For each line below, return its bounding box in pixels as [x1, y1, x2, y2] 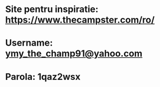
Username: [5, 37, 53, 49]
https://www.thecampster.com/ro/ [5, 14, 155, 26]
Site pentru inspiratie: [5, 4, 99, 15]
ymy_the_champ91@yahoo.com [5, 48, 143, 59]
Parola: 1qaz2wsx [5, 71, 81, 82]
